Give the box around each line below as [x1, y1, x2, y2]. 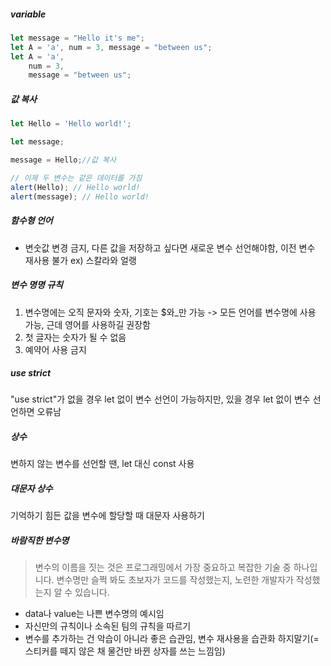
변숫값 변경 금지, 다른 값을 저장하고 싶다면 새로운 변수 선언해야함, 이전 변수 [24, 241, 316, 254]
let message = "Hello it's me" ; [10, 33, 145, 43]
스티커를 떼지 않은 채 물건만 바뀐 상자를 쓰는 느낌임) [24, 645, 226, 657]
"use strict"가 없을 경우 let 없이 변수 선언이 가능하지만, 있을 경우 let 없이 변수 [10, 393, 311, 405]
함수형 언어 [10, 215, 53, 227]
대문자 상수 [10, 483, 53, 495]
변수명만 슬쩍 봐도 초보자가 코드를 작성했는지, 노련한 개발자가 [56, 574, 294, 586]
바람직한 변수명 [10, 535, 70, 546]
